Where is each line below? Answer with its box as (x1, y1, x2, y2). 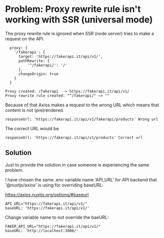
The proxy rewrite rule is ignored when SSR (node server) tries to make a (5, 30, 155, 36)
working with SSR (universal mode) (5, 14, 153, 25)
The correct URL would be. (5, 125, 60, 131)
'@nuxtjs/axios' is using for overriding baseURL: (5, 182, 104, 188)
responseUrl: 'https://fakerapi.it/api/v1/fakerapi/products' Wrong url (5, 117, 159, 122)
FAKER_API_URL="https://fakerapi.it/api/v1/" (5, 224, 101, 229)
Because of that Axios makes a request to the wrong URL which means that (5, 102, 160, 108)
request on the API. (5, 36, 45, 42)
